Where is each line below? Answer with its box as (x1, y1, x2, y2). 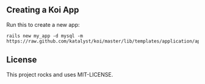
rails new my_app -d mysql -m (6, 33, 84, 39)
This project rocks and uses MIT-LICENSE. (6, 71, 113, 78)
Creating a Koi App (6, 5, 79, 15)
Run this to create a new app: (6, 21, 81, 28)
